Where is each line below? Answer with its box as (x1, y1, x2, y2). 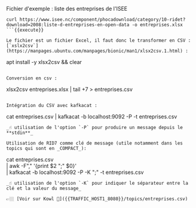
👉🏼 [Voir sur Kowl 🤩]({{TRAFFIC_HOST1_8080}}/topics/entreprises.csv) (6, 196, 188, 202)
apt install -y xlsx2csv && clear (6, 59, 82, 65)
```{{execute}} (6, 27, 44, 33)
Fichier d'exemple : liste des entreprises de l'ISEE (6, 5, 127, 12)
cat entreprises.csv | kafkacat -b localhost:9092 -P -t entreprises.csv (6, 113, 177, 120)
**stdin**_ (6, 130, 33, 136)
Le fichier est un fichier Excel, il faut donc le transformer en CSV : (6, 38, 191, 44)
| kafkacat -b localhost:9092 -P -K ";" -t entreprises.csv (6, 169, 144, 176)
